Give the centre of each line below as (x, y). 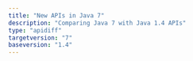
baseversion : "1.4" (41, 45)
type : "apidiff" (35, 30)
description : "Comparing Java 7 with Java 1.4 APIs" (97, 23)
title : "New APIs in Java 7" (56, 15)
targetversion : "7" (41, 38)
